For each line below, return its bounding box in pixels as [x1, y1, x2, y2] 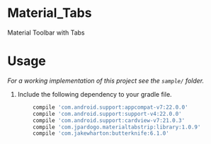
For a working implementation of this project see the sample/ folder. [7, 76, 205, 85]
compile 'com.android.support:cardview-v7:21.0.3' [33, 116, 186, 124]
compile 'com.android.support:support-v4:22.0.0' [33, 110, 182, 117]
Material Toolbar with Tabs [7, 28, 85, 37]
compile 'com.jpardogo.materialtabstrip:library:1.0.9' [33, 124, 201, 131]
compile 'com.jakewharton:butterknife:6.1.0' [33, 130, 170, 137]
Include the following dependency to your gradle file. [17, 90, 172, 98]
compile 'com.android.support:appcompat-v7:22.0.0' [33, 104, 189, 111]
